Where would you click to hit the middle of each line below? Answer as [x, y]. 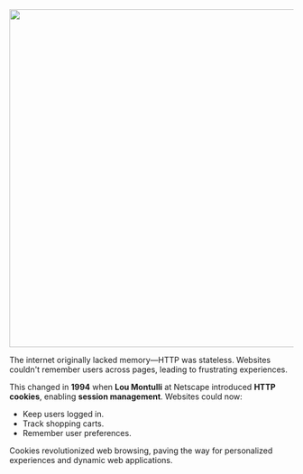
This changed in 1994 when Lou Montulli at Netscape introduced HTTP [143, 387]
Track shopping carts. [63, 424]
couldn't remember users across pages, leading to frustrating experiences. [149, 369]
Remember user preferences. [77, 433]
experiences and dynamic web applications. [91, 460]
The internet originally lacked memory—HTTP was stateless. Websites [140, 360]
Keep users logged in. [63, 414]
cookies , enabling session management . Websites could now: [126, 397]
